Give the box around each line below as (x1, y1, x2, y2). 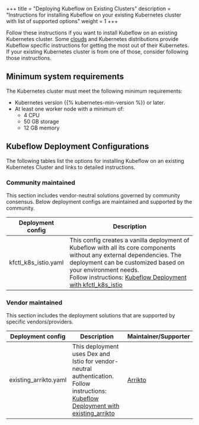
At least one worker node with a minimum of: (14, 105, 124, 112)
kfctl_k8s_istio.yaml (9, 258, 64, 266)
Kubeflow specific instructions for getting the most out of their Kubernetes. (6, 42, 190, 49)
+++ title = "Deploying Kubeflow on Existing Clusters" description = (6, 5, 171, 12)
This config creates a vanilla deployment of (69, 236, 190, 244)
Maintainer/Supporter (127, 332, 190, 341)
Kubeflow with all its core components (69, 243, 176, 251)
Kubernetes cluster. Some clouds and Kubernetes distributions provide (6, 36, 179, 42)
